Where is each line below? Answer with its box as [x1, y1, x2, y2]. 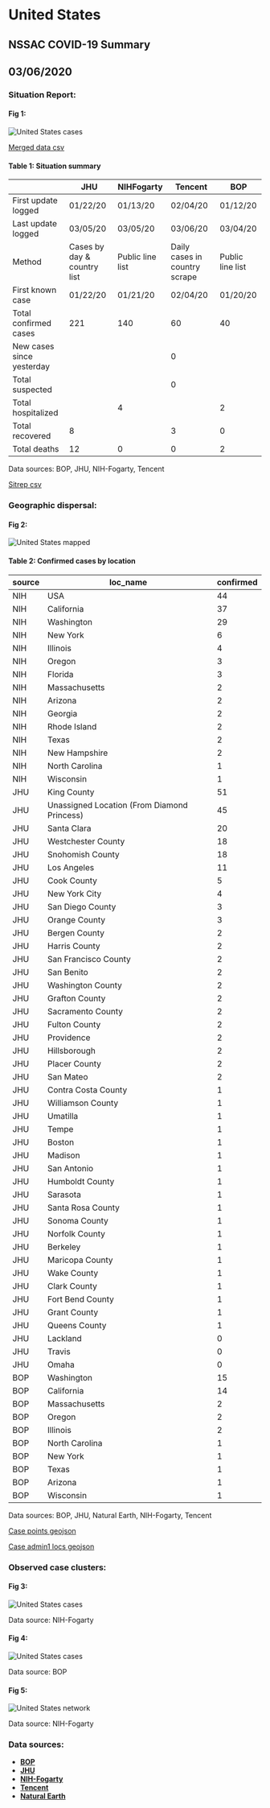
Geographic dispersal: [8, 500, 97, 511]
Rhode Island [47, 720, 97, 732]
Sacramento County [47, 1005, 123, 1017]
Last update [12, 218, 58, 229]
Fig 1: [8, 109, 27, 118]
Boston [47, 1137, 75, 1148]
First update [12, 195, 58, 206]
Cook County [47, 875, 98, 886]
